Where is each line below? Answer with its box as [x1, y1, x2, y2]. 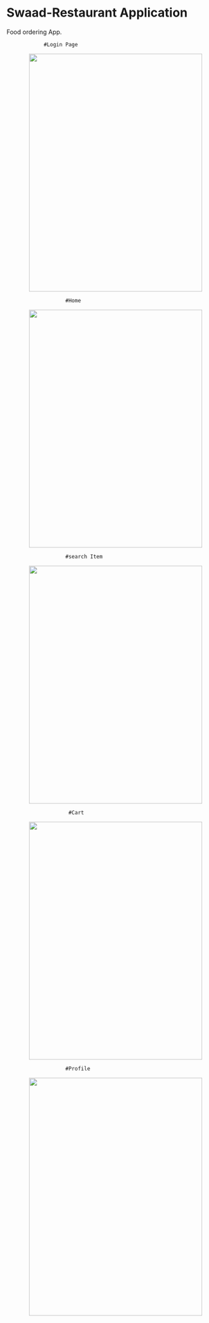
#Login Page [43, 41, 78, 48]
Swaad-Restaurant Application [6, 5, 188, 21]
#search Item [65, 553, 103, 560]
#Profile [65, 1065, 91, 1072]
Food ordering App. [6, 28, 62, 36]
